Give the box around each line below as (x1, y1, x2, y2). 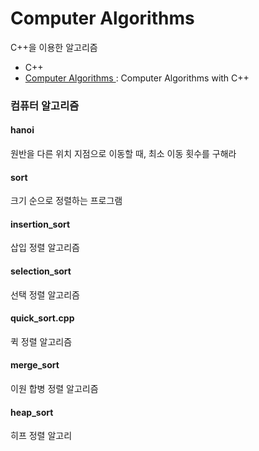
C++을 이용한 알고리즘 (10, 41, 98, 53)
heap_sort (10, 406, 54, 418)
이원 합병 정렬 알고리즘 (10, 383, 99, 395)
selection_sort (10, 265, 72, 277)
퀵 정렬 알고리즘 (10, 335, 73, 347)
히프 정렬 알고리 (10, 430, 73, 442)
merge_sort (10, 359, 60, 371)
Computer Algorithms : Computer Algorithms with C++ (24, 72, 250, 84)
